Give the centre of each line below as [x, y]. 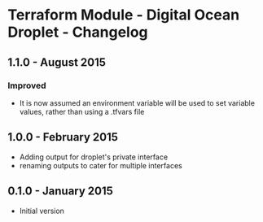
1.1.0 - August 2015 [57, 62]
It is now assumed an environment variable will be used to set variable [137, 102]
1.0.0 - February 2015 [63, 137]
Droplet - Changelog [78, 32]
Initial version [42, 211]
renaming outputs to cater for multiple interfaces [101, 165]
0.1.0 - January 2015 [60, 192]
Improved [27, 85]
